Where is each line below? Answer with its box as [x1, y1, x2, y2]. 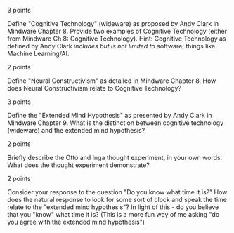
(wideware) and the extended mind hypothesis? [7, 126, 145, 134]
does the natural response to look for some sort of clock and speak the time [7, 196, 227, 204]
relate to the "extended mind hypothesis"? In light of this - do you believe [7, 203, 219, 211]
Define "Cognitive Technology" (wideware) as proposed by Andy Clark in [7, 20, 219, 27]
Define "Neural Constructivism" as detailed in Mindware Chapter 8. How [7, 76, 216, 85]
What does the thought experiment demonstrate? [7, 161, 150, 169]
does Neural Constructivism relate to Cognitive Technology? [7, 84, 181, 92]
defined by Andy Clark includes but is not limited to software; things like [7, 42, 216, 50]
